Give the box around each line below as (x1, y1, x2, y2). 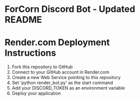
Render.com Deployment (4, 37, 110, 48)
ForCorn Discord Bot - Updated (4, 3, 136, 15)
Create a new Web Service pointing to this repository (11, 75, 121, 81)
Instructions (4, 47, 56, 59)
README (4, 14, 42, 25)
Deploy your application (11, 91, 61, 97)
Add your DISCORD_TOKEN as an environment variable (11, 85, 125, 91)
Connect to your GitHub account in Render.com (11, 69, 110, 75)
